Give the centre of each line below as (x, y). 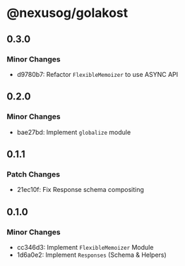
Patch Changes (34, 174)
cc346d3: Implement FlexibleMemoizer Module (85, 247)
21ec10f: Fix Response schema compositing (80, 190)
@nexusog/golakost (67, 13)
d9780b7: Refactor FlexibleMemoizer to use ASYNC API (97, 74)
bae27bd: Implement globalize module (74, 132)
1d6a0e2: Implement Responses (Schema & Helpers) (91, 255)
